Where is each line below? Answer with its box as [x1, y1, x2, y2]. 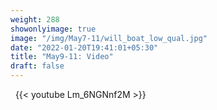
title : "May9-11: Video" [10, 52, 114, 62]
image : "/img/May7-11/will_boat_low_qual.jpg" [10, 33, 208, 43]
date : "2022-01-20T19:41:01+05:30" [10, 42, 159, 53]
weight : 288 [10, 14, 60, 25]
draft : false [10, 61, 65, 71]
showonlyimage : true [10, 24, 97, 34]
